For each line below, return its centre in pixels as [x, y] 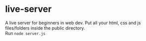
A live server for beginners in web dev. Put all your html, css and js [73, 23]
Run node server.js [25, 33]
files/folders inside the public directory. [45, 28]
